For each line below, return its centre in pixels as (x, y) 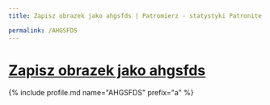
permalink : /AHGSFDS (43, 30)
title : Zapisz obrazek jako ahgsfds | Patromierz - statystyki (117, 16)
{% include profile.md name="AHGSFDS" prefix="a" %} (101, 93)
